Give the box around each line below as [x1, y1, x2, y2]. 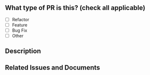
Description [5, 47, 41, 55]
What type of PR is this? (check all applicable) [5, 4, 146, 12]
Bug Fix [12, 27, 27, 33]
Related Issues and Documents [5, 63, 100, 72]
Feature [12, 22, 27, 28]
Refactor [12, 16, 29, 22]
